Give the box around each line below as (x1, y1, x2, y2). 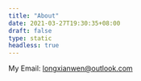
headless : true (8, 42, 60, 50)
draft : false (8, 26, 52, 34)
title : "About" (8, 11, 60, 20)
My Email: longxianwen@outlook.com (8, 63, 133, 73)
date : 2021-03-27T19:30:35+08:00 (8, 19, 121, 27)
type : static (8, 34, 52, 43)
